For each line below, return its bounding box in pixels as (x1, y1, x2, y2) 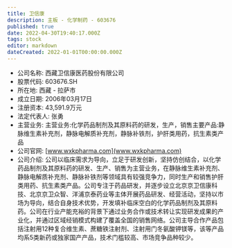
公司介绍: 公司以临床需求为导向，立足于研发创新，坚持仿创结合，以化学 (17, 155, 222, 163)
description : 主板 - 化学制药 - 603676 (7, 17, 116, 24)
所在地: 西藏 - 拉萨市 (17, 86, 76, 94)
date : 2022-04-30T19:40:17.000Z (7, 29, 100, 37)
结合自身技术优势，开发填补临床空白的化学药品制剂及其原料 (47, 198, 218, 206)
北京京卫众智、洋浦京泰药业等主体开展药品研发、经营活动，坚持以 (29, 190, 218, 198)
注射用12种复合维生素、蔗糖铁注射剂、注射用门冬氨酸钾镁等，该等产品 (23, 224, 224, 233)
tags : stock (7, 36, 42, 43)
